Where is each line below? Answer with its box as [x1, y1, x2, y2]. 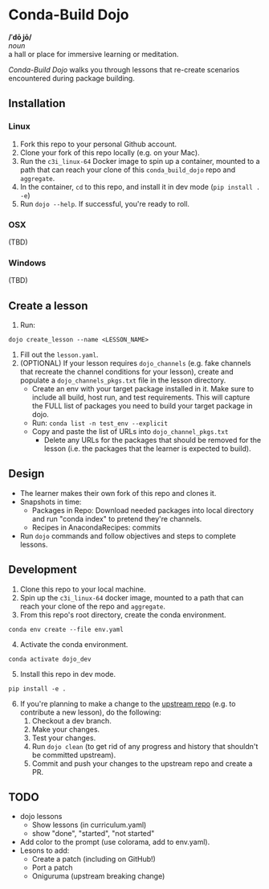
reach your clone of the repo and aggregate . [19, 601, 166, 611]
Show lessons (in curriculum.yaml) [31, 820, 147, 830]
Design [8, 467, 45, 481]
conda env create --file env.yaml [8, 625, 124, 633]
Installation [8, 96, 66, 110]
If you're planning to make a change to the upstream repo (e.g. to [19, 698, 236, 708]
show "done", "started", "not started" [31, 829, 155, 838]
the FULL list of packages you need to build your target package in [31, 401, 253, 411]
